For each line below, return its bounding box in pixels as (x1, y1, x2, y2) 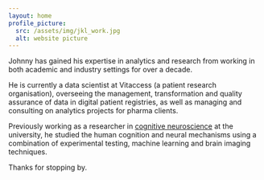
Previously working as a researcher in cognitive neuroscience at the (8, 121, 233, 131)
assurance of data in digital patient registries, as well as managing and (8, 97, 242, 107)
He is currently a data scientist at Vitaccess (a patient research (8, 80, 217, 90)
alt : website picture (15, 34, 89, 43)
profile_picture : (8, 19, 67, 27)
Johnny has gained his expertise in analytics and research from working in (8, 56, 255, 66)
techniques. (8, 147, 47, 157)
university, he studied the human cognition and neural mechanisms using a (8, 130, 257, 140)
